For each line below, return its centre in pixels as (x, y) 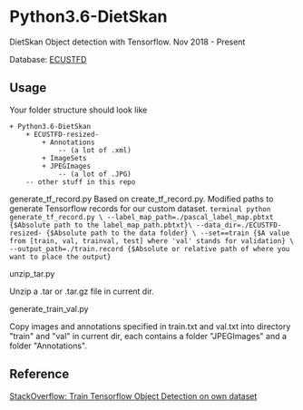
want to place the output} (60, 257)
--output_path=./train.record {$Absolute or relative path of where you (150, 249)
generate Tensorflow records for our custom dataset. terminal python (140, 208)
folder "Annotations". (49, 346)
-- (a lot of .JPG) (94, 174)
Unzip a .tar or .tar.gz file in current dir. (82, 291)
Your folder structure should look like (78, 110)
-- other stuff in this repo (81, 182)
